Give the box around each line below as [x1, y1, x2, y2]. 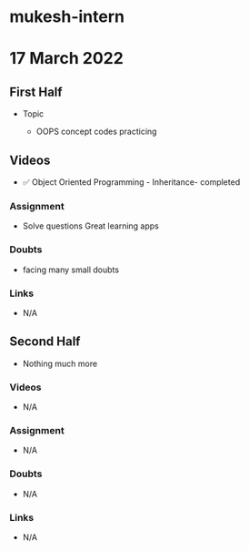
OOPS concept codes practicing [35, 126, 157, 138]
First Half [9, 84, 63, 99]
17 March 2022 [9, 48, 124, 69]
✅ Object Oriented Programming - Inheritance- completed [22, 177, 241, 188]
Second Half [9, 334, 81, 350]
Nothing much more [22, 358, 98, 369]
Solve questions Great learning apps [22, 220, 159, 231]
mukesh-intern [9, 6, 125, 27]
